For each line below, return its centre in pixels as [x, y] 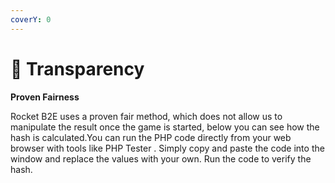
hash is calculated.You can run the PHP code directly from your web [151, 137]
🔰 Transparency [77, 68]
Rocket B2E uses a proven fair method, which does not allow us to [146, 116]
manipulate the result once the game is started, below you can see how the [165, 127]
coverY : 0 [31, 19]
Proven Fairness [45, 97]
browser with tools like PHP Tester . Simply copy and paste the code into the [167, 148]
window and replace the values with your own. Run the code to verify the [161, 158]
